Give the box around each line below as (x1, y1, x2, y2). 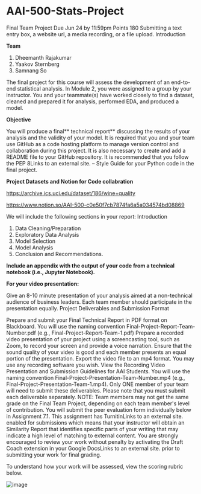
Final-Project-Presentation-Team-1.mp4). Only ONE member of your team (6, 380, 189, 388)
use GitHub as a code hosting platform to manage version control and (6, 140, 179, 147)
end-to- (171, 79, 191, 86)
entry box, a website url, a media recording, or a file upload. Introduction (6, 30, 186, 37)
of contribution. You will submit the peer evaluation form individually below (6, 406, 191, 413)
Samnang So (14, 66, 47, 74)
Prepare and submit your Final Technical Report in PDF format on (6, 316, 167, 324)
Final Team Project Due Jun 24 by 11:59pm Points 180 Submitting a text (6, 24, 182, 31)
